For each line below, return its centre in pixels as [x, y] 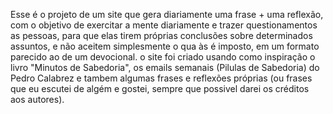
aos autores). [37, 99]
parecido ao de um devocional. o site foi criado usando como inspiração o [163, 57]
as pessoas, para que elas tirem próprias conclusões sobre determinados [161, 35]
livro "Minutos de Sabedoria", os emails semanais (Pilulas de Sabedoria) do [165, 67]
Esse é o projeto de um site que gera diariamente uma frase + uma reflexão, [167, 14]
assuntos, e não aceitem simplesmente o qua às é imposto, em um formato [165, 46]
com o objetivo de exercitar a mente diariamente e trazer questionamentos [164, 25]
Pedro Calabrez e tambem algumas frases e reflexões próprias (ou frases [161, 78]
